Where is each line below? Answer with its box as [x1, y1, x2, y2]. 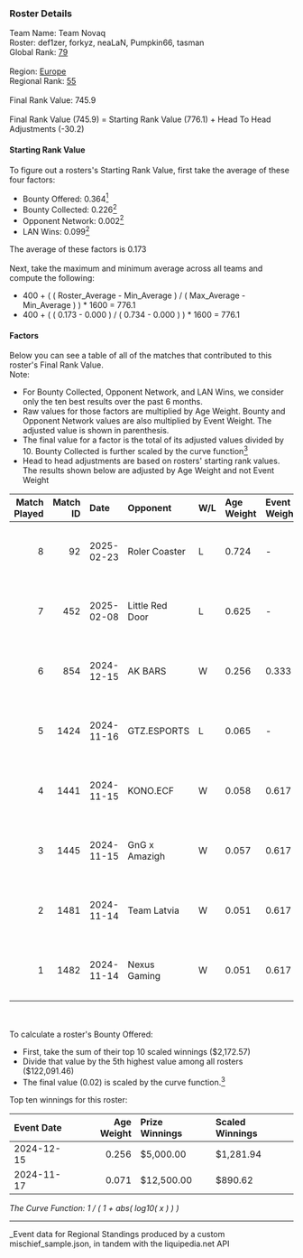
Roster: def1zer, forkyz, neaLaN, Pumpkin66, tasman [9, 37, 205, 48]
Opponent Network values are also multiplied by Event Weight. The [22, 415, 272, 426]
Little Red [127, 599, 168, 611]
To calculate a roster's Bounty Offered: [9, 1029, 153, 1039]
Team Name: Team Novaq [9, 28, 106, 39]
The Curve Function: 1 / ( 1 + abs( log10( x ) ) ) [9, 1202, 179, 1213]
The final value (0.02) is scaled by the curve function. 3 [22, 1075, 225, 1087]
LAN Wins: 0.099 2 [22, 225, 90, 238]
